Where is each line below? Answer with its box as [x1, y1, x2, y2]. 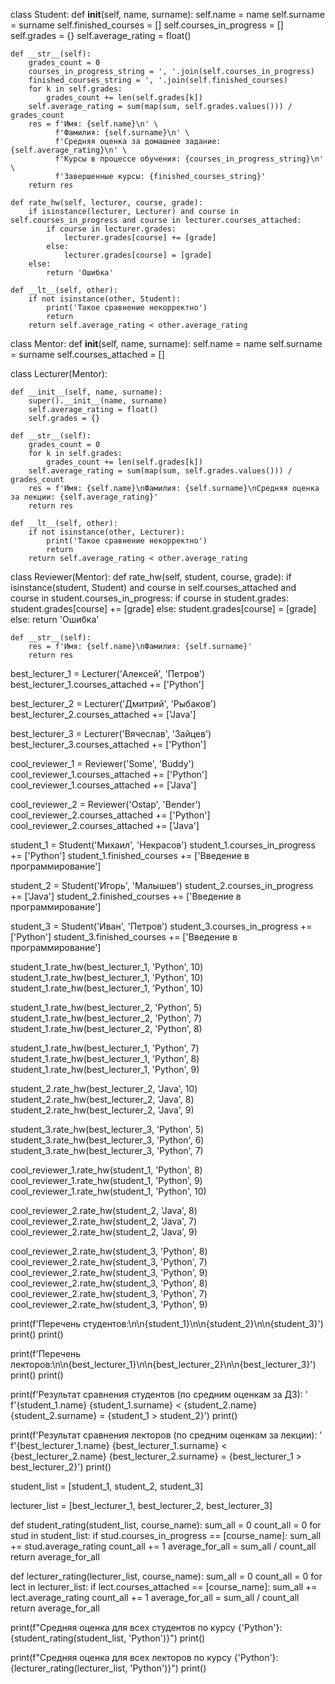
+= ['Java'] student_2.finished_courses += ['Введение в [10, 890, 242, 902]
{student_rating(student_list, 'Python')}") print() [10, 1632, 206, 1644]
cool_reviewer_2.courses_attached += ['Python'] [10, 809, 211, 821]
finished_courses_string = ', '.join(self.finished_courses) [28, 75, 288, 85]
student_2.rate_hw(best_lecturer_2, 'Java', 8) [10, 1094, 195, 1105]
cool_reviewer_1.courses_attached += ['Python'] [10, 769, 208, 780]
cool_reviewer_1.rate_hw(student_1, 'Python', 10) [10, 1185, 207, 1197]
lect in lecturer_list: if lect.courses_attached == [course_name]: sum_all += [10, 1581, 318, 1593]
